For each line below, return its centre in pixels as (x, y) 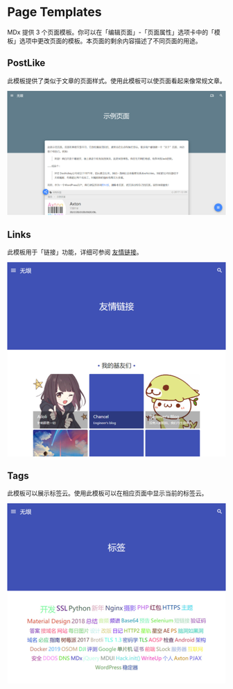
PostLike (26, 63)
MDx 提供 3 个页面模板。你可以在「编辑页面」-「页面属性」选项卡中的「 (111, 32)
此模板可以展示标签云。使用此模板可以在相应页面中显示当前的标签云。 (107, 493)
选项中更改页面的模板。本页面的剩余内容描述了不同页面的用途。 (110, 41)
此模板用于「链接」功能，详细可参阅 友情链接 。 (75, 252)
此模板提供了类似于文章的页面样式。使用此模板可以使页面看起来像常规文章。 (116, 80)
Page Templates (54, 12)
